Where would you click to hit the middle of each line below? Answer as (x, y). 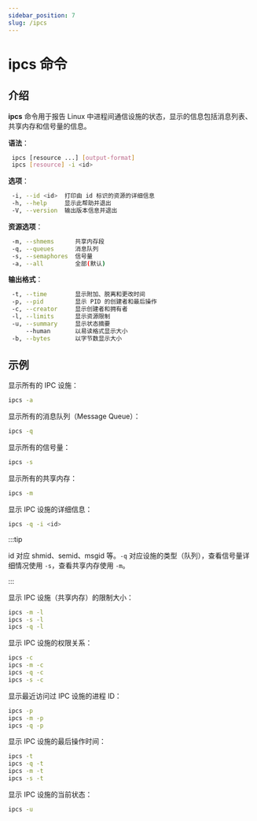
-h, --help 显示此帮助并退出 (61, 203)
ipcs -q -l (26, 627)
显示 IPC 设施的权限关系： (50, 643)
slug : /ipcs (28, 23)
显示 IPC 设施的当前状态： (50, 794)
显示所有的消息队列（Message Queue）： (74, 416)
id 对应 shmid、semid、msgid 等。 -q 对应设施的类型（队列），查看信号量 (125, 555)
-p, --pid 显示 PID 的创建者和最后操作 (84, 302)
